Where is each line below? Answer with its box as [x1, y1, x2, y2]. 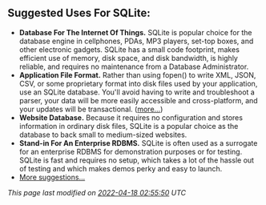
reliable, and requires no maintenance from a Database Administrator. [18, 62, 249, 71]
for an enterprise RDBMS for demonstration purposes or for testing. [18, 147, 243, 156]
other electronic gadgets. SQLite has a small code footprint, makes [18, 44, 240, 54]
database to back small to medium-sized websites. [18, 130, 187, 139]
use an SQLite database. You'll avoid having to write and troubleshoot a [18, 87, 256, 97]
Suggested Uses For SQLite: [7, 6, 151, 20]
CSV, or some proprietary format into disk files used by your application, [18, 78, 258, 88]
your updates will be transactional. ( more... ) [18, 104, 163, 114]
